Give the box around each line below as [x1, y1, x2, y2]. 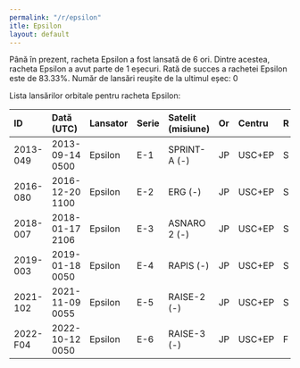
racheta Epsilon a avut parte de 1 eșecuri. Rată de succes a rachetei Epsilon [9, 63, 287, 74]
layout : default [9, 29, 70, 38]
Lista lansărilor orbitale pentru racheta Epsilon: [9, 90, 181, 101]
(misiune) [168, 122, 210, 135]
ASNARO [168, 217, 206, 230]
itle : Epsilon [9, 21, 62, 30]
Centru [237, 117, 270, 130]
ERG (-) [168, 186, 202, 198]
